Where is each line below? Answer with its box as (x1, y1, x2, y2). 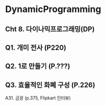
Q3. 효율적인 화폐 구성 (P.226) (5, 80, 95, 89)
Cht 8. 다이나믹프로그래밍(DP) (5, 25, 95, 33)
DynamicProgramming (5, 4, 101, 15)
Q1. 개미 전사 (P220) (5, 43, 66, 52)
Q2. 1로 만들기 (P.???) (5, 62, 70, 71)
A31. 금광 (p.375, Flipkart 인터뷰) (5, 95, 71, 101)
